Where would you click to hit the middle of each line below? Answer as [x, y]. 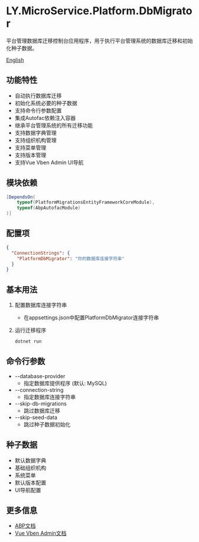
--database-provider [40, 376]
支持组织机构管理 [36, 140]
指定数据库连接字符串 [49, 397]
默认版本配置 [30, 483]
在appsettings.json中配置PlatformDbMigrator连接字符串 [91, 318]
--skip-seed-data [36, 417]
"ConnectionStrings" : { [41, 253]
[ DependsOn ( [21, 197]
